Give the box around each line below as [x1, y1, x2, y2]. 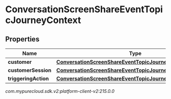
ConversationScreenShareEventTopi [5, 4, 163, 15]
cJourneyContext [5, 14, 81, 26]
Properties [5, 35, 40, 43]
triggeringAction [8, 75, 49, 82]
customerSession [8, 67, 52, 73]
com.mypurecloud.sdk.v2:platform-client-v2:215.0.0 [5, 88, 115, 94]
